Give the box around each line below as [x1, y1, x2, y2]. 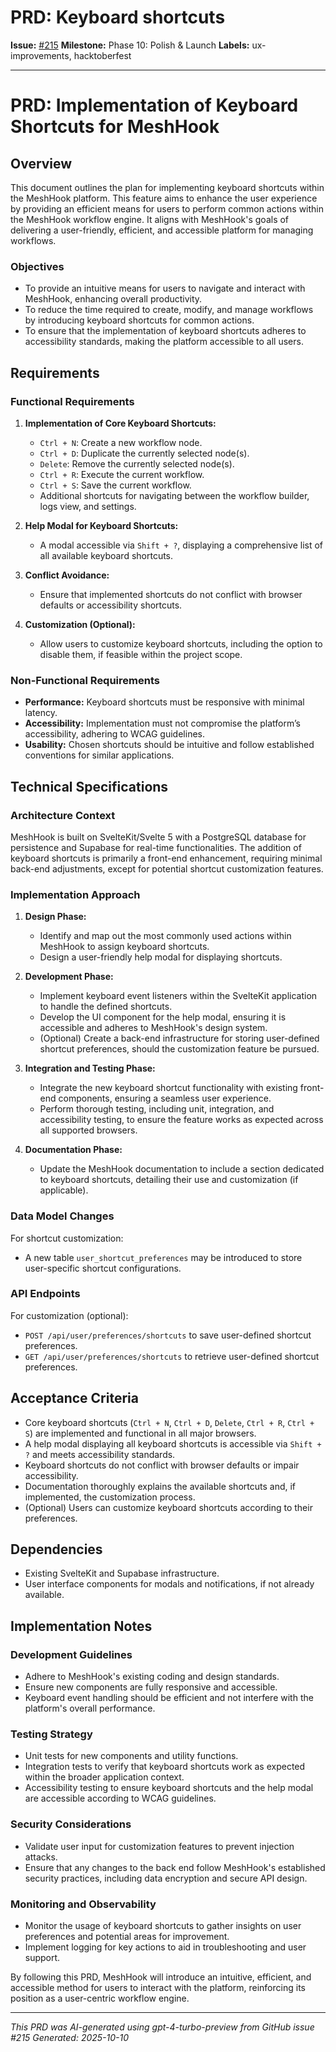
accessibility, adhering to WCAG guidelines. [24, 728, 205, 740]
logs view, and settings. [39, 500, 137, 512]
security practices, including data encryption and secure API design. [24, 1872, 308, 1884]
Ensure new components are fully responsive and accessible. [24, 1681, 278, 1693]
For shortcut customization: [10, 1232, 124, 1244]
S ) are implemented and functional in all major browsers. [24, 1427, 257, 1439]
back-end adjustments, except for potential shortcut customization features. [10, 862, 324, 875]
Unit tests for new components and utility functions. [24, 1750, 239, 1762]
